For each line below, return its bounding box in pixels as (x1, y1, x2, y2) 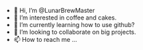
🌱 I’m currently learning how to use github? (13, 21, 135, 28)
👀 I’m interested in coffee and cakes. (13, 14, 117, 22)
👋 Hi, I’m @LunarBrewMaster (13, 7, 95, 14)
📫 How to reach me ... (13, 36, 77, 43)
